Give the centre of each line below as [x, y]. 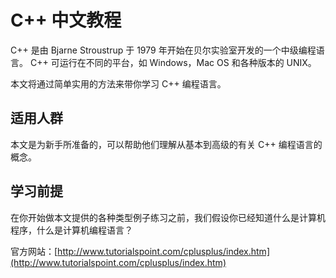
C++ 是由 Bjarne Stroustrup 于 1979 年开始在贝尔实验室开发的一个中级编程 [163, 50]
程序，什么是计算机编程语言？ [71, 230]
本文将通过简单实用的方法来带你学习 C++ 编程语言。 [118, 83]
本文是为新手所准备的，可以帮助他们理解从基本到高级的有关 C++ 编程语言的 [166, 144]
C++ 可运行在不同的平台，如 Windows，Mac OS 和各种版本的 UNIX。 [173, 62]
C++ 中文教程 [66, 20]
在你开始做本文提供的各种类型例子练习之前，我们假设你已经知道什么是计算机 [168, 217]
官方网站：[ [34, 251]
